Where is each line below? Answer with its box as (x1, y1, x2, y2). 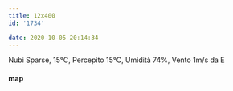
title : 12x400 (8, 11, 56, 20)
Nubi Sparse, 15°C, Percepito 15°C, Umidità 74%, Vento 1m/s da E (8, 55, 225, 65)
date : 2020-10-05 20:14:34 (8, 34, 99, 42)
